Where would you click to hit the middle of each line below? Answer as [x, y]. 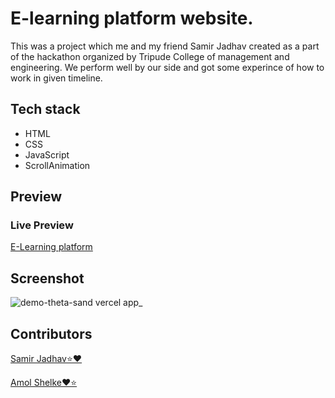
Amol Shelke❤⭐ [44, 383]
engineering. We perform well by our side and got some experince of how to [167, 67]
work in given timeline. [56, 78]
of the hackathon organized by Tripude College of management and [150, 56]
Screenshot [47, 278]
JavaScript [47, 154]
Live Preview [42, 225]
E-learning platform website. [132, 18]
